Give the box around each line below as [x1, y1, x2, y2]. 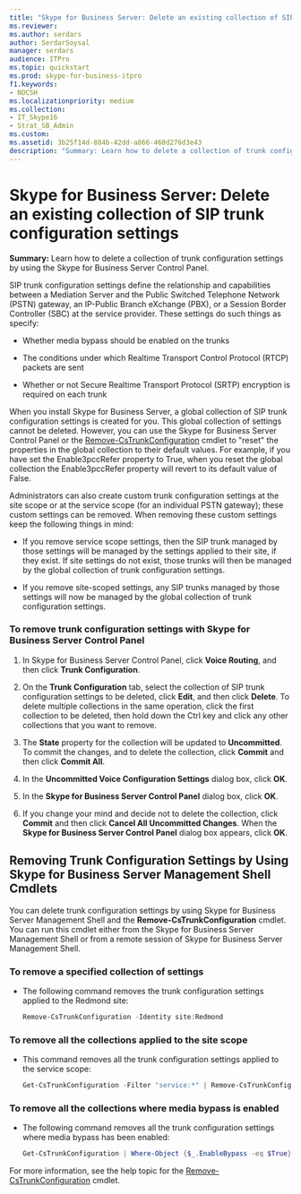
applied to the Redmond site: [21, 995, 129, 1006]
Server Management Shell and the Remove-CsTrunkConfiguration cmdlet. [9, 915, 287, 925]
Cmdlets [9, 881, 58, 897]
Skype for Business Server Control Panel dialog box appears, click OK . [21, 827, 288, 838]
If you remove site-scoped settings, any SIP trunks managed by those [21, 581, 280, 592]
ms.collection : [9, 105, 66, 114]
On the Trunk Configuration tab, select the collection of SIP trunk [21, 682, 266, 692]
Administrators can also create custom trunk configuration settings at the [9, 490, 279, 501]
